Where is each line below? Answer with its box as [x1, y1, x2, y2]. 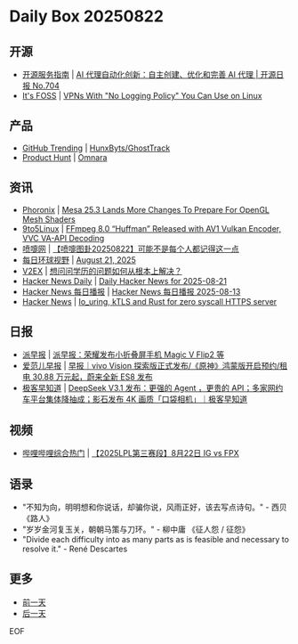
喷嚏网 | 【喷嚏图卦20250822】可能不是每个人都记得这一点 [21, 243, 240, 254]
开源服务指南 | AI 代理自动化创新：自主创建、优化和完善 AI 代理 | [21, 69, 259, 79]
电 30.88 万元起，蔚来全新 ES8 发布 [21, 371, 153, 382]
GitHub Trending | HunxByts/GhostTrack [21, 143, 171, 153]
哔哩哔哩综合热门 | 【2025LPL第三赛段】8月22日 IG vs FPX [21, 448, 240, 459]
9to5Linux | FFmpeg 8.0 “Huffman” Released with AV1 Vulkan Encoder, [21, 223, 282, 233]
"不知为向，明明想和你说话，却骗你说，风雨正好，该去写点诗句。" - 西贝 [21, 501, 287, 513]
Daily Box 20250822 [9, 6, 165, 27]
